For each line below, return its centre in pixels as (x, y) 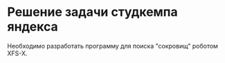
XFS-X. (17, 53)
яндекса (33, 27)
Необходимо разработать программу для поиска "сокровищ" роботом (112, 46)
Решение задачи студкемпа (92, 12)
